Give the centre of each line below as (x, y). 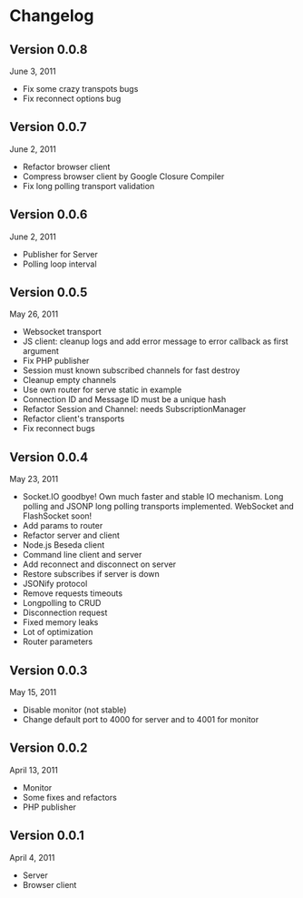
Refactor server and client (71, 535)
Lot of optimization (58, 632)
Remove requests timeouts (73, 593)
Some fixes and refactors (70, 797)
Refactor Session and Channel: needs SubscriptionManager (134, 409)
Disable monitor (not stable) (74, 710)
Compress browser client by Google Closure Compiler (123, 176)
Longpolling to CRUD (62, 603)
